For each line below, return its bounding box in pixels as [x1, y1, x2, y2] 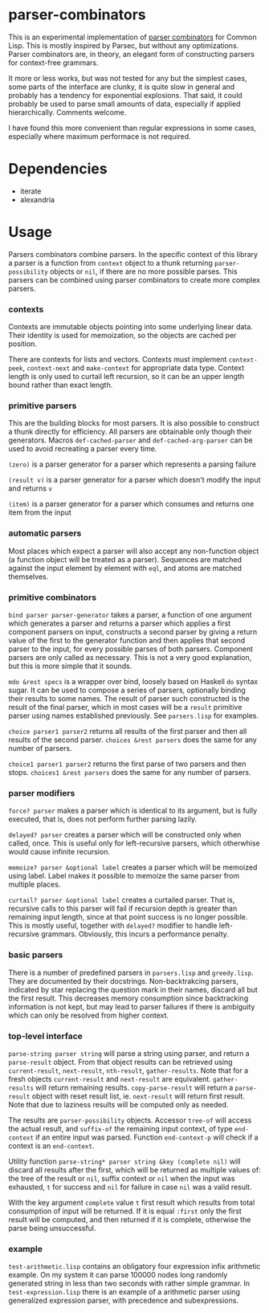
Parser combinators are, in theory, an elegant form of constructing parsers [8, 49, 255, 59]
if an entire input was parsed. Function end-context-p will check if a [35, 1132, 259, 1142]
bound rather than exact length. [8, 380, 113, 390]
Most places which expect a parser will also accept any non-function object [8, 546, 259, 556]
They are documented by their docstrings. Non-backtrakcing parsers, [8, 976, 238, 985]
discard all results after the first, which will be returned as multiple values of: [8, 1164, 261, 1174]
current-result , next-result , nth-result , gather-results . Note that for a [8, 1066, 249, 1075]
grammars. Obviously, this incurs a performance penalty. [41, 929, 229, 939]
